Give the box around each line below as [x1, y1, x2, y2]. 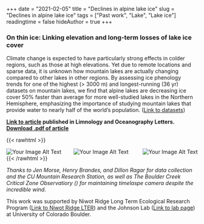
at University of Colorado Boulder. [6, 211, 92, 218]
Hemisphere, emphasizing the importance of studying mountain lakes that [6, 100, 191, 107]
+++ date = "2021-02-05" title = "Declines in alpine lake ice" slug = [6, 5, 175, 12]
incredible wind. [6, 186, 47, 194]
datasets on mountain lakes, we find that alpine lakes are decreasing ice [6, 87, 186, 94]
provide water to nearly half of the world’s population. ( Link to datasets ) [6, 107, 186, 114]
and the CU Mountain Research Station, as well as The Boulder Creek [6, 173, 181, 180]
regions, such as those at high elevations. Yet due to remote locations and [6, 61, 191, 69]
